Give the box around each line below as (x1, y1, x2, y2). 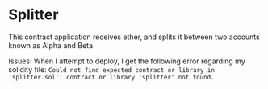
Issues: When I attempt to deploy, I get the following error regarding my (8, 56, 246, 66)
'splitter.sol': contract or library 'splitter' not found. (8, 73, 216, 81)
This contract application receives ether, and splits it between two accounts (8, 32, 260, 42)
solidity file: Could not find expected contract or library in (8, 64, 216, 74)
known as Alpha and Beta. (8, 40, 95, 50)
